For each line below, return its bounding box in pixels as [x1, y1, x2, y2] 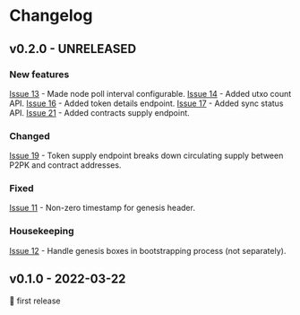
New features [9, 68, 70, 81]
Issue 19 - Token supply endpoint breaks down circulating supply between [9, 150, 284, 162]
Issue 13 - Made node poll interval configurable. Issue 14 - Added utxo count [9, 88, 292, 99]
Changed [9, 129, 51, 142]
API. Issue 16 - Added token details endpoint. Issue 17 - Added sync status [9, 98, 284, 109]
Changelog [9, 5, 93, 26]
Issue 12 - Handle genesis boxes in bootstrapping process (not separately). [9, 245, 287, 256]
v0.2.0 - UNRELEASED [9, 41, 137, 57]
